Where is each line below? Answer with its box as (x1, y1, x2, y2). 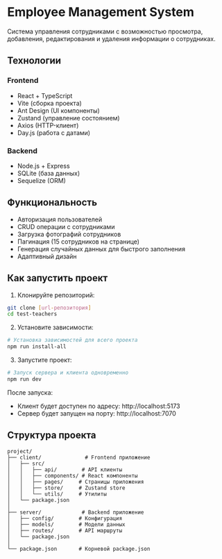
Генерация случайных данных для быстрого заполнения (17, 244, 186, 253)
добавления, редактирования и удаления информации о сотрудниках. (7, 34, 216, 42)
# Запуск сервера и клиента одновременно (7, 370, 129, 377)
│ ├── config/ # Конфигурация (7, 514, 123, 522)
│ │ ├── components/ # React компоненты (7, 472, 138, 479)
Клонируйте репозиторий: (17, 290, 95, 299)
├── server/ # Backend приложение (7, 509, 144, 516)
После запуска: (7, 388, 53, 397)
